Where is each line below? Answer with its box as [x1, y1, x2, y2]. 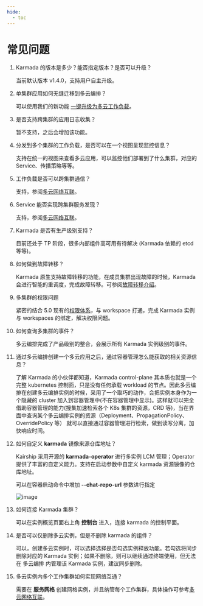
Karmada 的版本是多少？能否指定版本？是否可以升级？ [15, 64, 153, 71]
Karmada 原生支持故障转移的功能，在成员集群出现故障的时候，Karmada [15, 273, 196, 281]
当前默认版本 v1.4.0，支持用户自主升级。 [15, 77, 118, 84]
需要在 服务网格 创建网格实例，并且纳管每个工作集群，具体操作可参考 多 [15, 586, 195, 593]
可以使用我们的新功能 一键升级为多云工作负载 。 [15, 103, 135, 110]
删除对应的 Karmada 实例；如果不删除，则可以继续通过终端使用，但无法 [15, 552, 196, 560]
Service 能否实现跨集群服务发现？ [15, 201, 101, 208]
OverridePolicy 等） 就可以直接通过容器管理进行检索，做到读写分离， [15, 420, 189, 427]
